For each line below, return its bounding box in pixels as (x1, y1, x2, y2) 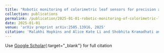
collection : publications (5, 12, 58, 16)
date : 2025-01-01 (5, 20, 41, 26)
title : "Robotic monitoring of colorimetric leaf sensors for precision (5, 7, 156, 12)
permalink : (5, 16, 27, 21)
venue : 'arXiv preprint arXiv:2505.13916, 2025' (5, 25, 106, 30)
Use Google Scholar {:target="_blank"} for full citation (5, 43, 112, 48)
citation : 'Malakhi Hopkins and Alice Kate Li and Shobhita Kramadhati (5, 29, 154, 34)
